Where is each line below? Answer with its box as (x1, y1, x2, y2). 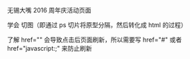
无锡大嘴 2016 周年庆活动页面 (7, 6, 92, 14)
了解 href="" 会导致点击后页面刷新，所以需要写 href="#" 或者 (7, 35, 182, 44)
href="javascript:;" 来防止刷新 (7, 44, 92, 52)
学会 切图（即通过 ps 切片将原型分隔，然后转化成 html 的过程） (7, 21, 187, 29)
